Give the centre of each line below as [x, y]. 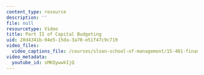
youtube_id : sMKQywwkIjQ [43, 62]
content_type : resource [36, 12]
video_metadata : [27, 57]
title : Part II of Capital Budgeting [54, 34]
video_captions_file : [39, 51]
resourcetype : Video [32, 29]
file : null [20, 23]
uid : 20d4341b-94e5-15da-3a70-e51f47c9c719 [62, 40]
